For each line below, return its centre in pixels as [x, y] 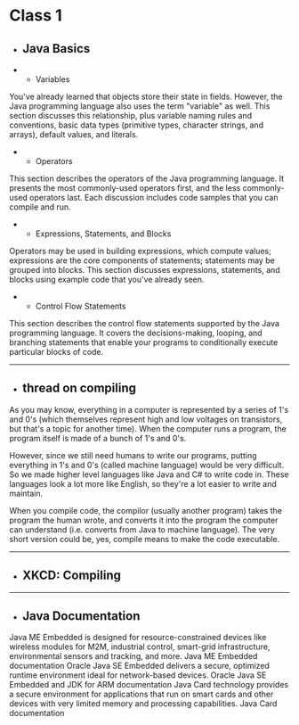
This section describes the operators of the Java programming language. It [147, 178]
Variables [53, 79]
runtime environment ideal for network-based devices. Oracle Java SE [138, 675]
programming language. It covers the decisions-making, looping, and [136, 333]
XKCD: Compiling [72, 576]
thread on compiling [79, 388]
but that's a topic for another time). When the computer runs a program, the [148, 428]
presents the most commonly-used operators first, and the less [125, 188]
